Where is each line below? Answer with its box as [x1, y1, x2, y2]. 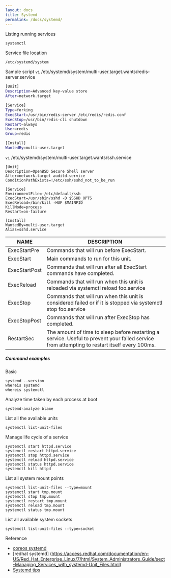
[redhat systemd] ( [12, 550, 52, 557]
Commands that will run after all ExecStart [46, 263, 147, 270]
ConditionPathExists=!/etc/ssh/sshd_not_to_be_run [5, 177, 115, 183]
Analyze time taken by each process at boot [5, 396, 98, 402]
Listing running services [5, 31, 56, 37]
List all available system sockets [5, 516, 73, 522]
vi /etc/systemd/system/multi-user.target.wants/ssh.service [5, 154, 132, 160]
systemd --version [5, 378, 44, 383]
